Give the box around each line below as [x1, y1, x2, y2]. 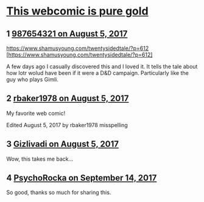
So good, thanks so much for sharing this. [6, 189, 111, 196]
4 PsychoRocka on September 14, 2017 [6, 173, 157, 183]
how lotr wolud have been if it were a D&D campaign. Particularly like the [6, 69, 189, 77]
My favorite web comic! [6, 110, 66, 117]
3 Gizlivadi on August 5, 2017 [6, 139, 119, 150]
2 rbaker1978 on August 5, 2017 [6, 93, 129, 104]
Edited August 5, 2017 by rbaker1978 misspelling [6, 121, 128, 128]
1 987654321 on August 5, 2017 [6, 29, 128, 39]
